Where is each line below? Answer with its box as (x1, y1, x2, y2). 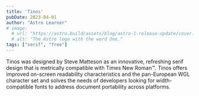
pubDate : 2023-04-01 (6, 14, 57, 20)
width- (156, 76, 172, 84)
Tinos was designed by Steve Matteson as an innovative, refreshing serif (6, 57, 184, 65)
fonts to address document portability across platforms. (34, 83, 171, 90)
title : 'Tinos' (6, 8, 44, 15)
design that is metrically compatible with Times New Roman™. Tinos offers (6, 64, 188, 71)
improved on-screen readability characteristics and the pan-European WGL (6, 71, 191, 78)
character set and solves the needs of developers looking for (6, 76, 155, 84)
